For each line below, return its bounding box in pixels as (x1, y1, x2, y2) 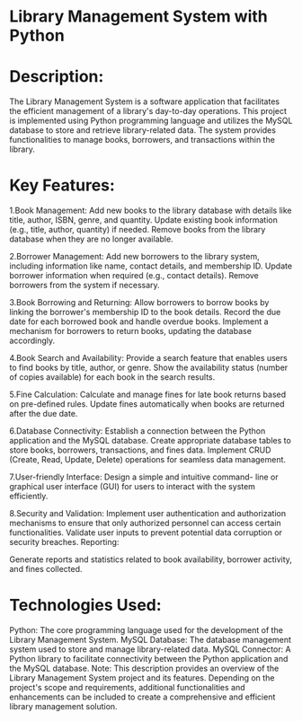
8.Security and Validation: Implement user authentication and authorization (9, 508, 286, 519)
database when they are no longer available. (9, 233, 173, 244)
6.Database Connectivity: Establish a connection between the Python (9, 426, 266, 436)
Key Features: (9, 175, 115, 196)
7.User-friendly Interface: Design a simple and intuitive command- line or (9, 471, 279, 482)
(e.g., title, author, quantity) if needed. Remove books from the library (9, 224, 266, 235)
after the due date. (9, 409, 78, 419)
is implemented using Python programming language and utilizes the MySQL (9, 115, 293, 127)
